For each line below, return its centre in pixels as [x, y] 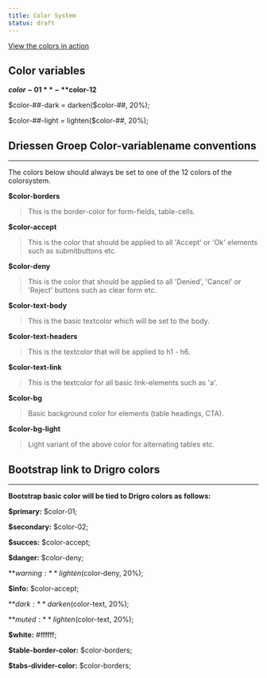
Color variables [47, 70]
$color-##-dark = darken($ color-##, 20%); [79, 105]
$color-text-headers [43, 337]
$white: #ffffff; [33, 634]
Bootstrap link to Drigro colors [84, 469]
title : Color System [43, 16]
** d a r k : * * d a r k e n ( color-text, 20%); [69, 604]
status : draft [32, 23]
